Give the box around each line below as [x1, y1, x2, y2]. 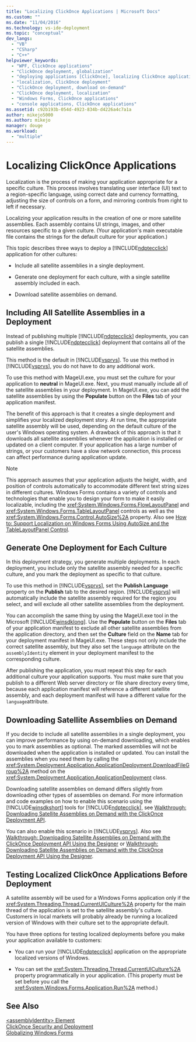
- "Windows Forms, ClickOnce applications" [11, 95, 118, 101]
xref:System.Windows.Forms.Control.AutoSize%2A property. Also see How [6, 513, 187, 521]
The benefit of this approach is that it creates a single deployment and [6, 410, 175, 417]
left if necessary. [6, 203, 47, 210]
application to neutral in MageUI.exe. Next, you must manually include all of [6, 380, 188, 387]
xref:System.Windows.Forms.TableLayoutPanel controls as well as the [6, 507, 174, 514]
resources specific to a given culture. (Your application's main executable [6, 226, 183, 234]
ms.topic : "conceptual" [6, 30, 64, 36]
